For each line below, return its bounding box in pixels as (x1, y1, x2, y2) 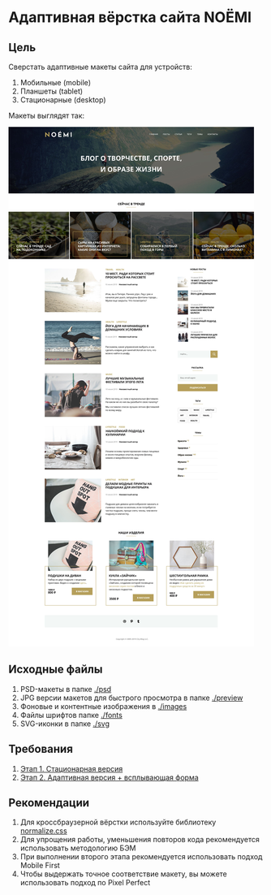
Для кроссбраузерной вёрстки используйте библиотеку (19, 817, 217, 828)
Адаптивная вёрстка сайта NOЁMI (8, 8, 252, 27)
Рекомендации (8, 796, 90, 810)
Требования (8, 742, 73, 756)
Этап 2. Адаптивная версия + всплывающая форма (19, 772, 199, 782)
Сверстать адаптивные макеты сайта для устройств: (8, 62, 193, 71)
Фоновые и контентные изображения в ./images (19, 701, 187, 711)
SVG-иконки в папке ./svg (19, 719, 110, 729)
